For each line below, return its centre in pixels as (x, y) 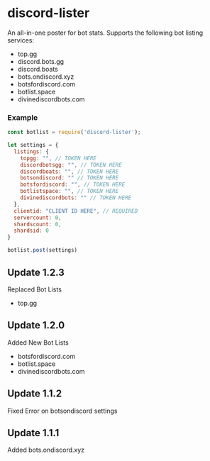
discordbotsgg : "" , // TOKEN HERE (71, 165)
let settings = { (33, 145)
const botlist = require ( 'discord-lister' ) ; (74, 133)
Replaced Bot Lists (35, 289)
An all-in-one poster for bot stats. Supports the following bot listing (105, 33)
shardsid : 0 (32, 231)
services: (21, 40)
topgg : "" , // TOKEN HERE (59, 158)
